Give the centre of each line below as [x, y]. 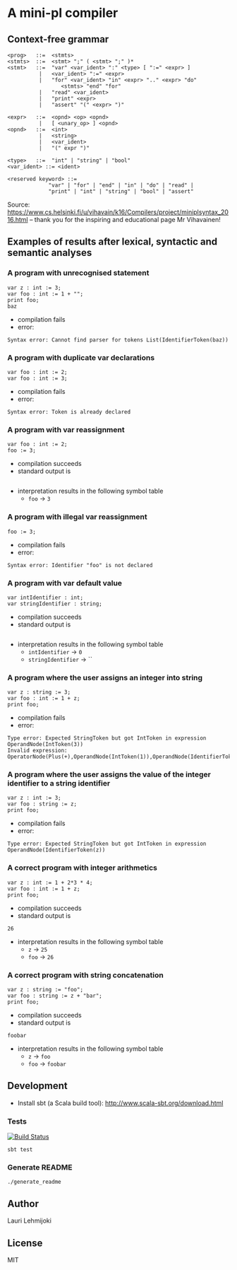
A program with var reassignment [66, 429]
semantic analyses [50, 253]
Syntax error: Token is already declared [69, 412]
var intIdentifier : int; [45, 598]
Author [23, 1204]
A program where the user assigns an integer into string [105, 677]
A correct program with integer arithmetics [82, 868]
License [25, 1243]
